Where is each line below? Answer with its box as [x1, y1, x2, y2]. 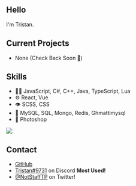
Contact [6, 144, 37, 155]
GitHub [14, 161, 33, 168]
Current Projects [6, 39, 69, 49]
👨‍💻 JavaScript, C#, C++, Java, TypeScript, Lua [14, 87, 131, 95]
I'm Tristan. [6, 20, 34, 28]
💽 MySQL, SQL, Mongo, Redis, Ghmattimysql [14, 110, 126, 117]
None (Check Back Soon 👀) [14, 54, 83, 61]
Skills [6, 72, 27, 82]
